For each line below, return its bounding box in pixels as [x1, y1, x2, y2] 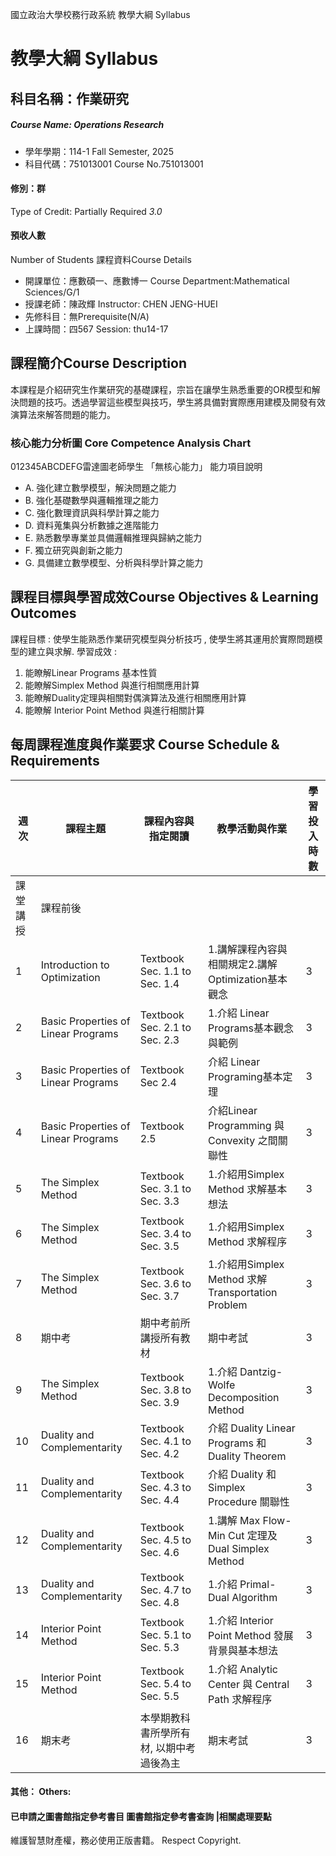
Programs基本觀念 [208, 1021, 294, 1035]
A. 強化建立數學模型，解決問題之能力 [24, 482, 177, 494]
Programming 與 [208, 1118, 285, 1132]
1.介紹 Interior [208, 1613, 274, 1627]
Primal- [239, 1577, 277, 1591]
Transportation [208, 1285, 278, 1299]
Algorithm [231, 1590, 278, 1604]
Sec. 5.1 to [139, 1628, 192, 1642]
